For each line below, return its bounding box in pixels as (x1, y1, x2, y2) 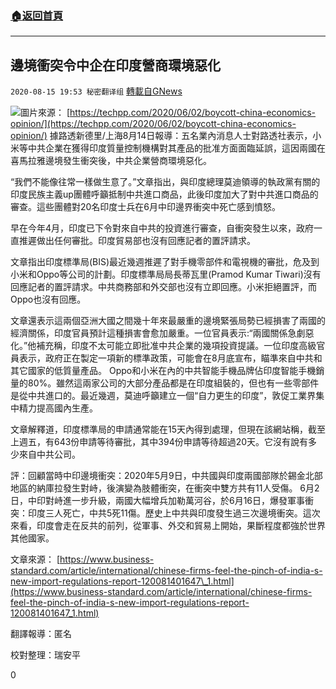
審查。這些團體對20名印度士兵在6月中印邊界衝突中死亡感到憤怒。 (10, 201, 282, 213)
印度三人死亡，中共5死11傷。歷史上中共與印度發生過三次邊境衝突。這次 (27, 507, 321, 519)
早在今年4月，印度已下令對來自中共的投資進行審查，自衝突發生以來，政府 (10, 222, 315, 234)
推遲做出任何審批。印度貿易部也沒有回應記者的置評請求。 (18, 235, 256, 247)
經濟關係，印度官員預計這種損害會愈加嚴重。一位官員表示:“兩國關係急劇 (10, 327, 306, 339)
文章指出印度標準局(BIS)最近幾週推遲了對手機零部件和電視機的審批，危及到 (10, 256, 320, 268)
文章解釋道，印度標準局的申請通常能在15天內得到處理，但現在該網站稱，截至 (10, 423, 326, 436)
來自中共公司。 (18, 448, 81, 461)
